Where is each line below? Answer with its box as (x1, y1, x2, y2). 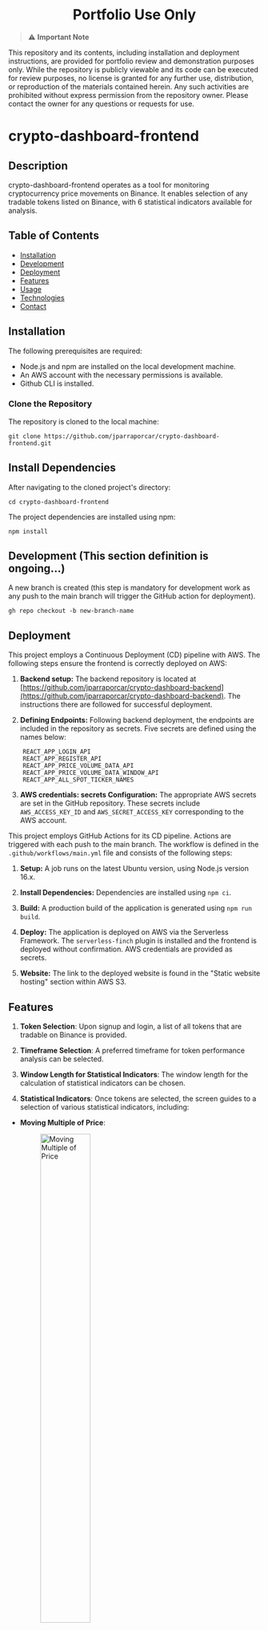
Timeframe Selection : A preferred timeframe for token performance (19, 1045, 246, 1056)
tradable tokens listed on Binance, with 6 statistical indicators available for (8, 197, 253, 206)
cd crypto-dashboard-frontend (8, 497, 110, 506)
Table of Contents (8, 229, 100, 242)
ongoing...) (8, 562, 66, 575)
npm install (8, 527, 48, 535)
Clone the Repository (8, 399, 93, 410)
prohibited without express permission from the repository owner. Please (8, 90, 249, 99)
